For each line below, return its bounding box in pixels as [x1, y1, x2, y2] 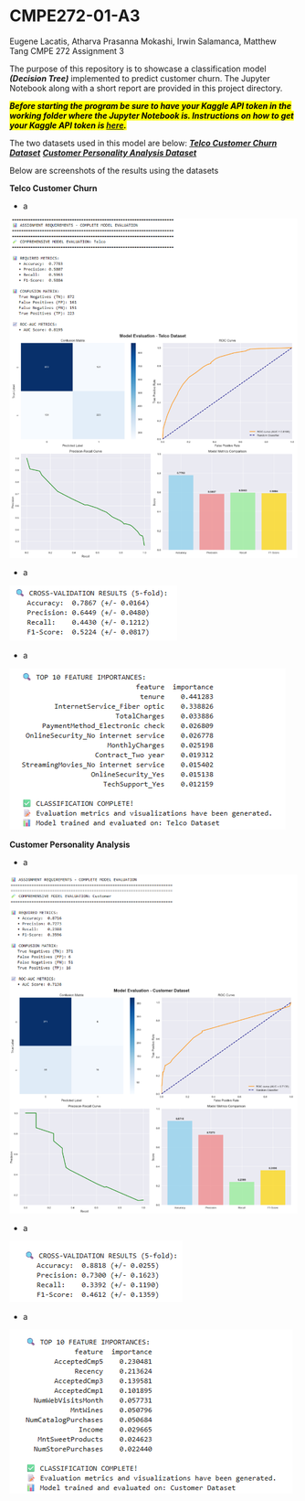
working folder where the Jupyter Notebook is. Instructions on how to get [9, 110, 294, 121]
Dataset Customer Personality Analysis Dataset [9, 147, 197, 158]
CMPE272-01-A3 [9, 5, 141, 27]
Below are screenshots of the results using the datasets [9, 165, 219, 176]
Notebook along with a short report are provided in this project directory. [9, 82, 283, 93]
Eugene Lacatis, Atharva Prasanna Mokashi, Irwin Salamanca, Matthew [9, 36, 277, 47]
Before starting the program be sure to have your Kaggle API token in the [9, 100, 292, 111]
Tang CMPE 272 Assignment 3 [9, 45, 125, 56]
